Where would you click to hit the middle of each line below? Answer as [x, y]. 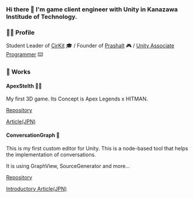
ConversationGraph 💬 [33, 135]
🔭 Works [18, 72]
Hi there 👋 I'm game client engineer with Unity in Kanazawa [92, 9]
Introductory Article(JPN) [37, 189]
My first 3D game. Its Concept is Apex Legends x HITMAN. [77, 99]
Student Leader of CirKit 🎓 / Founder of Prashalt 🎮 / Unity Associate [90, 46]
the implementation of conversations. [51, 155]
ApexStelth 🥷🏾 [24, 86]
